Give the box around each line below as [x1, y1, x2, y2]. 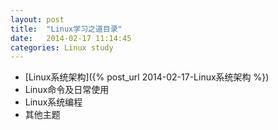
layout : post [10, 14, 65, 25]
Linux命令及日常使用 [24, 84, 110, 96]
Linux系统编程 [24, 96, 83, 108]
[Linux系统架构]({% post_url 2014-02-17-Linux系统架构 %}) [24, 71, 270, 83]
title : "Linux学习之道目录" [10, 24, 123, 34]
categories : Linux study [10, 42, 114, 53]
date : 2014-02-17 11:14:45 [10, 33, 132, 43]
